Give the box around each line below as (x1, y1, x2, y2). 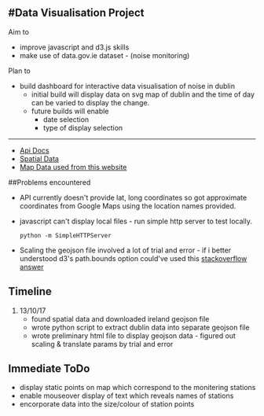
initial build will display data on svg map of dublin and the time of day (31, 90, 255, 99)
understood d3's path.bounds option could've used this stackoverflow (19, 253, 247, 263)
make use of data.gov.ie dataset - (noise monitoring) (19, 50, 190, 60)
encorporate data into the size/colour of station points (19, 399, 195, 409)
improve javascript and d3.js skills (19, 42, 130, 52)
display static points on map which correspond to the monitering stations (19, 383, 256, 392)
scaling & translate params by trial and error (31, 339, 174, 348)
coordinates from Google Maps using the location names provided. (19, 201, 236, 211)
